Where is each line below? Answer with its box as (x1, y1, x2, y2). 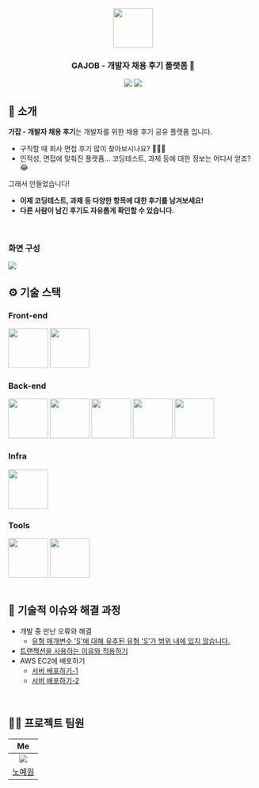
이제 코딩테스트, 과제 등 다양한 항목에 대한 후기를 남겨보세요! (19, 196, 204, 205)
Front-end (8, 310, 48, 321)
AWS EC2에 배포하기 (19, 656, 86, 665)
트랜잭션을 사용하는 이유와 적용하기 (19, 645, 128, 656)
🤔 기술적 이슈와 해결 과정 (8, 603, 121, 617)
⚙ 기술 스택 (8, 285, 62, 299)
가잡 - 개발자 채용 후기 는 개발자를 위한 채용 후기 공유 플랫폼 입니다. (8, 127, 213, 137)
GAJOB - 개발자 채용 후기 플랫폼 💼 (70, 59, 196, 70)
